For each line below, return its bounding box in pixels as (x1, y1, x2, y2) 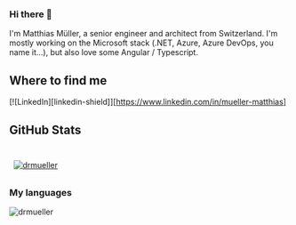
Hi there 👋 (9, 8, 53, 20)
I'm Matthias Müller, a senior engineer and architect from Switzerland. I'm (9, 28, 278, 39)
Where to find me (9, 73, 108, 88)
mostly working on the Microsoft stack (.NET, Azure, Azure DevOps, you (9, 37, 274, 48)
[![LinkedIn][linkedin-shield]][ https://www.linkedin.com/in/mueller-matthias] (9, 97, 287, 108)
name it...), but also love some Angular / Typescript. (9, 47, 198, 58)
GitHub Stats (9, 122, 82, 137)
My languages (9, 186, 73, 198)
